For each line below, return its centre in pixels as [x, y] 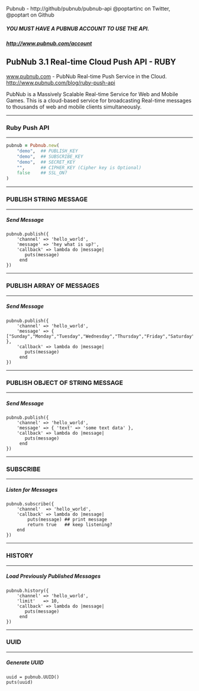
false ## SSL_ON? [42, 173]
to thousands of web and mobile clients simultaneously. [74, 107]
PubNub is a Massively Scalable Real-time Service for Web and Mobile [92, 94]
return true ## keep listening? [70, 525]
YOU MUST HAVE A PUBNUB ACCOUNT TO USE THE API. [78, 28]
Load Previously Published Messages [53, 576]
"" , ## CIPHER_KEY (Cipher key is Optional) [79, 168]
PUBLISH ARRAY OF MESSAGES [53, 286]
